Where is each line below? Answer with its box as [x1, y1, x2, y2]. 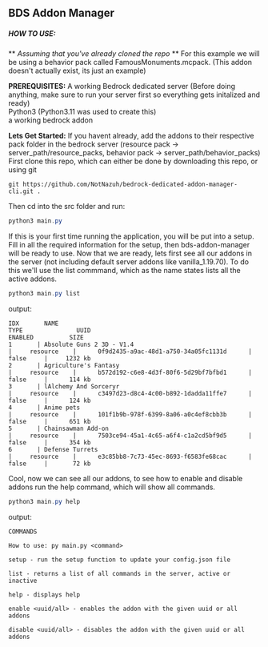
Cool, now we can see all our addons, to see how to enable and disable [8, 474, 243, 484]
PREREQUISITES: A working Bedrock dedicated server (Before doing [8, 82, 236, 91]
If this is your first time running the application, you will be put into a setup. [8, 231, 254, 241]
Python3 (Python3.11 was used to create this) [8, 107, 157, 117]
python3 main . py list [8, 290, 81, 298]
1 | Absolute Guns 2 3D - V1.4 [8, 340, 134, 349]
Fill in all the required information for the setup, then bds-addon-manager [8, 240, 250, 250]
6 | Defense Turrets [8, 446, 98, 454]
